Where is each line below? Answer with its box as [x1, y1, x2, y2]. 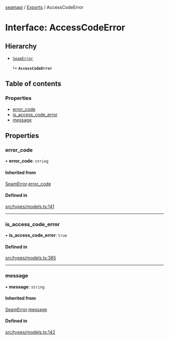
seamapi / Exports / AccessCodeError [5, 5, 84, 10]
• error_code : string [5, 158, 49, 164]
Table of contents [5, 80, 61, 88]
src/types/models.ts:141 [5, 203, 54, 210]
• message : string [5, 284, 45, 290]
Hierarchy [5, 42, 37, 50]
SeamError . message [5, 306, 48, 312]
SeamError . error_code [5, 181, 51, 187]
